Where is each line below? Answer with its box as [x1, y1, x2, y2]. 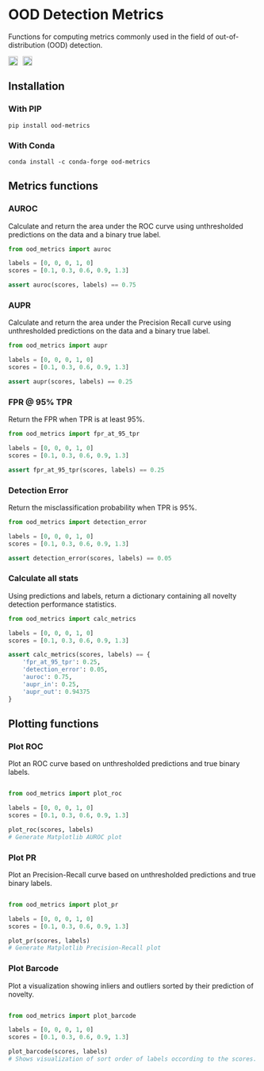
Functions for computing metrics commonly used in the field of [8, 32, 214, 41]
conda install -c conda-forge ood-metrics [8, 157, 151, 166]
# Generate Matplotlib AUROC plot [8, 833, 123, 841]
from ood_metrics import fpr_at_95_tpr [8, 430, 140, 438]
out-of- [215, 32, 239, 41]
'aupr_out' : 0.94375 [22, 688, 90, 695]
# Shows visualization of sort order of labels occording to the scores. [8, 1055, 258, 1063]
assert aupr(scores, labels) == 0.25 [8, 378, 133, 386]
